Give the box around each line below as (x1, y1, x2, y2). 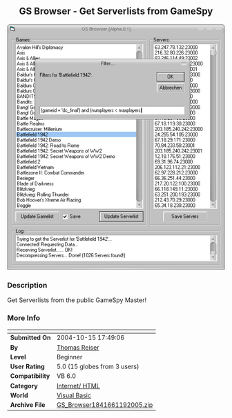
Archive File (10, 401, 46, 409)
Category (10, 381, 38, 390)
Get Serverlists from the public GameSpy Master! (7, 296, 147, 304)
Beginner (56, 352, 83, 361)
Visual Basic (56, 391, 92, 399)
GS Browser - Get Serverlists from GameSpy (19, 6, 213, 17)
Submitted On (10, 334, 51, 342)
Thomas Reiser (56, 343, 99, 351)
